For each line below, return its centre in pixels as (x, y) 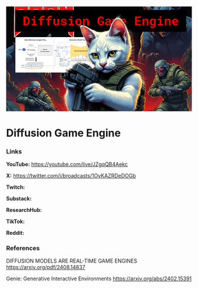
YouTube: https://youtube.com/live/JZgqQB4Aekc (67, 164)
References (23, 248)
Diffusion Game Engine (63, 133)
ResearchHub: (24, 210)
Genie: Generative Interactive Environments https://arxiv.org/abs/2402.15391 (99, 279)
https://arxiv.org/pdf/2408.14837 (46, 267)
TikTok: (16, 221)
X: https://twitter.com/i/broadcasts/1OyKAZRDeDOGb (71, 175)
